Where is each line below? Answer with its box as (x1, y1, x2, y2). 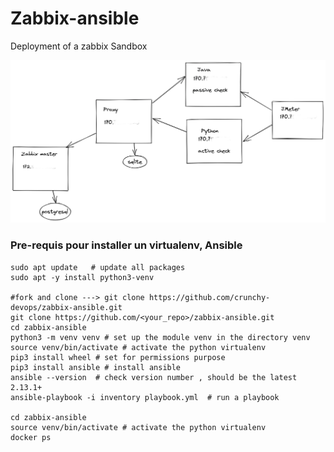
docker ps (10, 432, 52, 442)
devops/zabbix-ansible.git (10, 302, 123, 312)
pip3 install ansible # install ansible (10, 362, 182, 372)
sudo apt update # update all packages (10, 262, 186, 272)
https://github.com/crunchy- (148, 292, 271, 302)
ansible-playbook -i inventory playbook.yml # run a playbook (10, 392, 280, 402)
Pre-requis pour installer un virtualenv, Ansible (10, 238, 243, 252)
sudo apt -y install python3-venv (10, 272, 155, 282)
